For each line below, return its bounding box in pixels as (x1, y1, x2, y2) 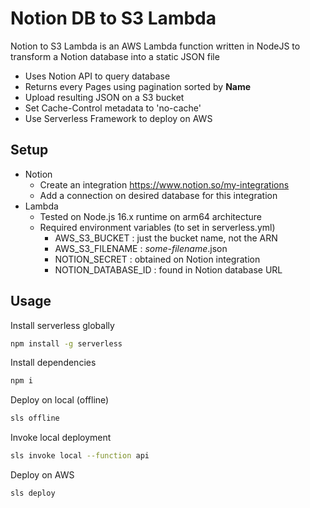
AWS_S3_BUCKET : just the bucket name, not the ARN (54, 232, 278, 244)
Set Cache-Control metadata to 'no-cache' (24, 102, 202, 114)
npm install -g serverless (10, 338, 123, 349)
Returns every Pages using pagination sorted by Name (24, 80, 252, 92)
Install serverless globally (10, 319, 115, 331)
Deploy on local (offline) (10, 394, 110, 406)
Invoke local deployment (10, 432, 112, 444)
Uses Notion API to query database (24, 70, 171, 82)
